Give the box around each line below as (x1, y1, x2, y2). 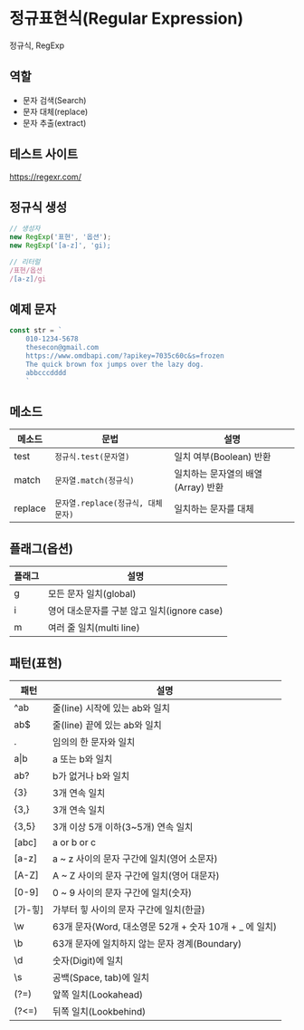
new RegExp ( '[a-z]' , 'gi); (9, 241, 111, 250)
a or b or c (52, 836, 97, 848)
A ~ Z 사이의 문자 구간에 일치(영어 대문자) (52, 870, 220, 881)
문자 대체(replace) (22, 106, 89, 117)
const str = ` (9, 326, 63, 335)
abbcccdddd (25, 368, 67, 377)
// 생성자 (9, 224, 41, 234)
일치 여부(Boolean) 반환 (174, 450, 271, 463)
